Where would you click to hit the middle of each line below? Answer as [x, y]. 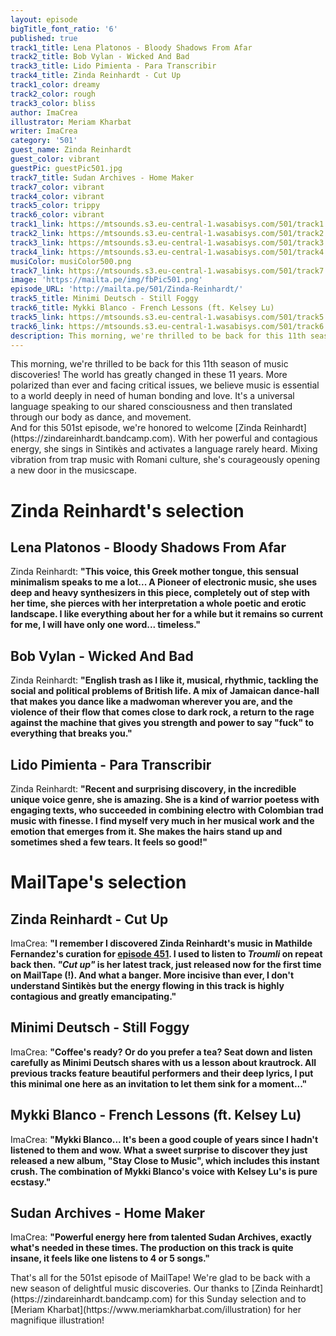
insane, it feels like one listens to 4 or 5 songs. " [110, 1258]
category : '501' [44, 141]
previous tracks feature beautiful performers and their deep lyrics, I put [162, 1073]
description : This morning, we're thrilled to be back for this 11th [158, 336]
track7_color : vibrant [57, 187]
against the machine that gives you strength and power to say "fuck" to [162, 723]
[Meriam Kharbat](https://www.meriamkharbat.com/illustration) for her [156, 1310]
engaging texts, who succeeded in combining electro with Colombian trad [167, 810]
